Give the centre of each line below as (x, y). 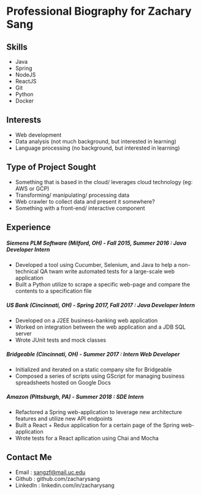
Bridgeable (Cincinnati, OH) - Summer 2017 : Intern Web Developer (93, 354)
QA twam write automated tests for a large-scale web (107, 271)
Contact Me (29, 457)
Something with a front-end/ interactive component (80, 208)
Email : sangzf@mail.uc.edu (50, 472)
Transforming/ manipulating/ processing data (72, 195)
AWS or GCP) (32, 188)
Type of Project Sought (51, 167)
